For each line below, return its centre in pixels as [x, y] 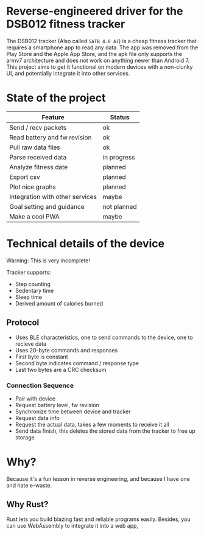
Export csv [25, 177]
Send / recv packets [38, 127]
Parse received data [38, 157]
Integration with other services [53, 197]
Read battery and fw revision [51, 137]
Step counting [33, 284]
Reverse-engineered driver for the [95, 11]
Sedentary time [34, 290]
